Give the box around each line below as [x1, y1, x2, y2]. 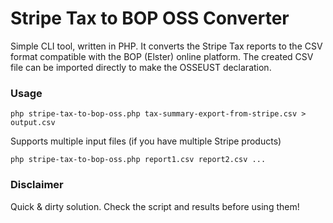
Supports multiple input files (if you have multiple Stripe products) [10, 135, 282, 147]
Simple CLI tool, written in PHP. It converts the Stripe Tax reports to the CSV [10, 40, 323, 52]
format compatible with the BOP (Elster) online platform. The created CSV [10, 50, 314, 62]
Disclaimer [10, 178, 64, 192]
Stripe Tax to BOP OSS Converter [10, 7, 290, 30]
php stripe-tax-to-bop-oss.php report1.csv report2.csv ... [10, 155, 267, 165]
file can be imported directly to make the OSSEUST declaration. [10, 61, 272, 73]
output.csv [10, 118, 56, 128]
